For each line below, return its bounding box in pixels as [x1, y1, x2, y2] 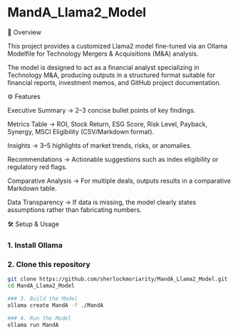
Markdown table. [7, 183, 57, 193]
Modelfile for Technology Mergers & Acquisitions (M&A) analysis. [7, 49, 199, 58]
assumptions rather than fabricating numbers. [7, 205, 143, 214]
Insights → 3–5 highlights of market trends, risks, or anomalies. [7, 141, 192, 150]
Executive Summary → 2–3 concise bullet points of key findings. [7, 106, 196, 114]
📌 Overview [7, 28, 41, 36]
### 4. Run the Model [7, 315, 72, 322]
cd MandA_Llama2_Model [7, 283, 75, 290]
